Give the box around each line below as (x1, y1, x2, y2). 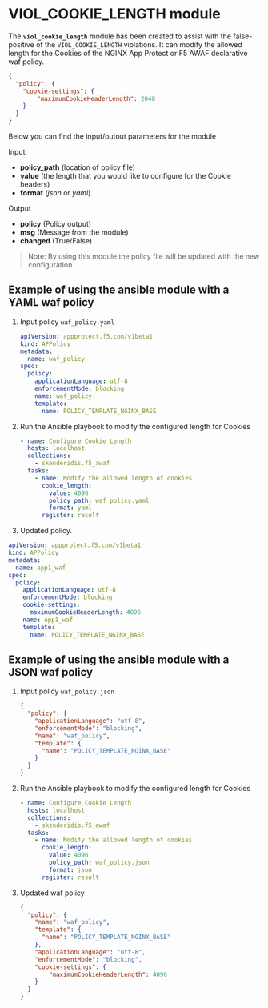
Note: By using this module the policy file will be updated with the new (27, 251, 260, 261)
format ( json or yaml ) (19, 188, 91, 198)
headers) (19, 179, 50, 189)
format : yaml (49, 504, 92, 512)
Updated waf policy (19, 888, 86, 898)
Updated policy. (19, 526, 73, 536)
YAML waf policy (8, 295, 94, 309)
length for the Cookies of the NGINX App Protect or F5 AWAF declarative (8, 48, 248, 58)
